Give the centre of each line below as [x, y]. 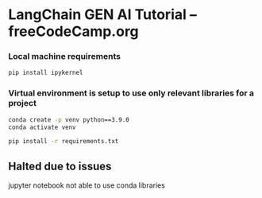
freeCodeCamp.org [73, 31]
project [23, 103]
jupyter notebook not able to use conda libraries [87, 185]
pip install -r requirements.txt [64, 142]
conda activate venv [42, 127]
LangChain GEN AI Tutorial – [102, 15]
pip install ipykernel [46, 73]
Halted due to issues [60, 166]
